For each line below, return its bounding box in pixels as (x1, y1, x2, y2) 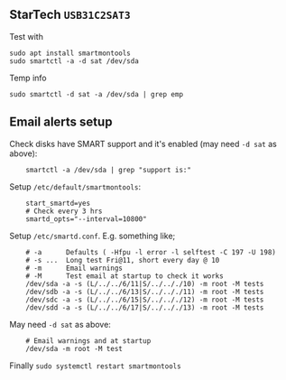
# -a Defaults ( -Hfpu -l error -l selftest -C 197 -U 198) (25, 247, 277, 256)
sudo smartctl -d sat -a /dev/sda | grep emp (9, 89, 183, 98)
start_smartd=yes (25, 199, 91, 208)
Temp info (9, 72, 47, 83)
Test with (9, 31, 43, 42)
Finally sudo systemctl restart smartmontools (9, 360, 182, 371)
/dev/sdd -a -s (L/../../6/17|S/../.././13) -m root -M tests (25, 302, 264, 312)
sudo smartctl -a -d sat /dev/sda (9, 56, 140, 66)
